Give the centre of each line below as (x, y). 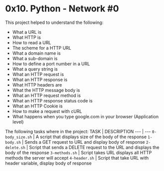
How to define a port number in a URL (51, 64)
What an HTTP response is (40, 80)
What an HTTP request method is (46, 95)
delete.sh (15, 148)
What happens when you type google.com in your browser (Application (85, 116)
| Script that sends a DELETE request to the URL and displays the (93, 147)
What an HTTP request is (38, 74)
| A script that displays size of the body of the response (90, 137)
